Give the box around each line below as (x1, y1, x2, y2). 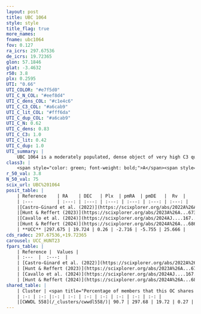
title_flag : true (6, 25, 50, 32)
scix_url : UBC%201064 (6, 182, 60, 188)
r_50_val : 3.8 (6, 171, 42, 177)
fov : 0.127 (6, 43, 33, 49)
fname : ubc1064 (6, 37, 44, 43)
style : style (6, 20, 39, 26)
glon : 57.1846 (6, 59, 42, 65)
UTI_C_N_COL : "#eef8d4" (6, 92, 66, 98)
